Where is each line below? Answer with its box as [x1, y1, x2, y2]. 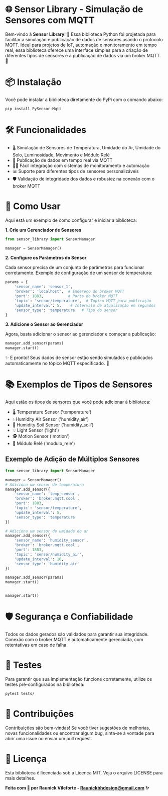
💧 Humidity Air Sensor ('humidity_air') [12, 416, 89, 422]
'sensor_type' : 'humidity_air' [14, 561, 80, 566]
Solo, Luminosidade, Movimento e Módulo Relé [12, 152, 110, 158]
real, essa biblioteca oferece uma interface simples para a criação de [5, 47, 148, 53]
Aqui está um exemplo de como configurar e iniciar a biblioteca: [5, 217, 137, 223]
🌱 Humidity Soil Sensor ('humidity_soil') [12, 422, 94, 428]
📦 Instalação [5, 76, 62, 88]
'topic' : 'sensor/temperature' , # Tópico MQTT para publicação [14, 298, 151, 303]
